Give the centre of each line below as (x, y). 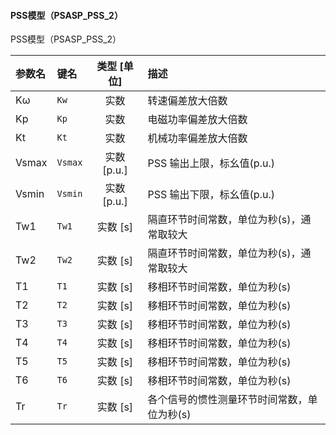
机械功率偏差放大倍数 (197, 138)
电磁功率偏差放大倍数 (197, 120)
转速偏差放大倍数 (187, 101)
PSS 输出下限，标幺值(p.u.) (211, 195)
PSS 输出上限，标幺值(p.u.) (211, 163)
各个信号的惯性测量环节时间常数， (227, 400)
